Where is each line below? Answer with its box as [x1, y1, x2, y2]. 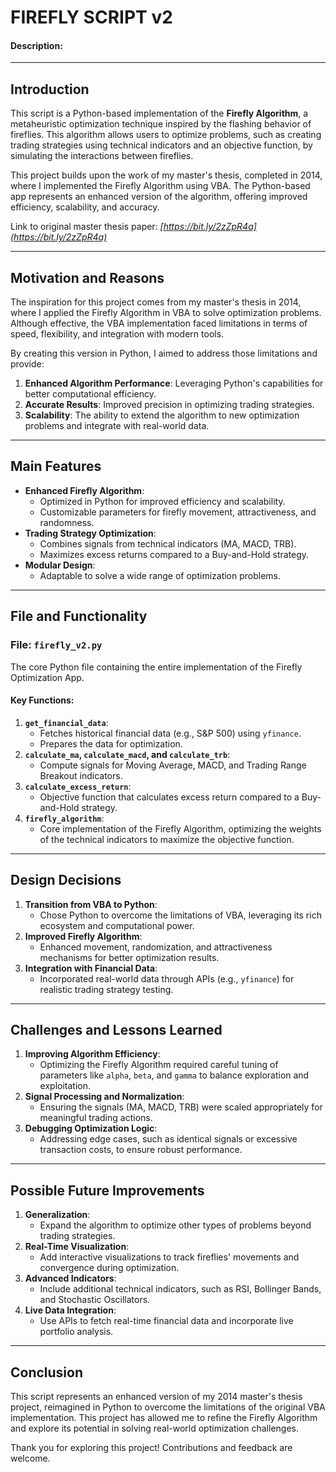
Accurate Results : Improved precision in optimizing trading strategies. [24, 399, 315, 411]
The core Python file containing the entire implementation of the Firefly [10, 661, 303, 673]
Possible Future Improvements [10, 1182, 205, 1199]
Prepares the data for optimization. [39, 737, 183, 750]
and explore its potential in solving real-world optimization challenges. [10, 1422, 299, 1434]
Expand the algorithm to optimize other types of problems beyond [39, 1219, 312, 1231]
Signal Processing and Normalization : [24, 1091, 185, 1103]
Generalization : [24, 1209, 91, 1221]
